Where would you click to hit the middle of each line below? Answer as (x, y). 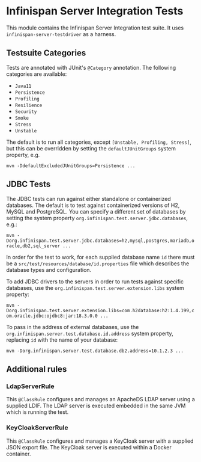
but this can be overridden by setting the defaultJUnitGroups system (91, 148)
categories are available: (37, 74)
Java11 (23, 86)
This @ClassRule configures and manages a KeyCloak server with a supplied (100, 441)
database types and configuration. (49, 269)
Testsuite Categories (46, 53)
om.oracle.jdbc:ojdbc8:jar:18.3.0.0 (52, 316)
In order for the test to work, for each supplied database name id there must (100, 257)
